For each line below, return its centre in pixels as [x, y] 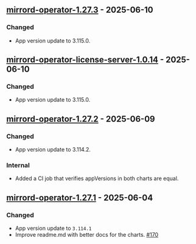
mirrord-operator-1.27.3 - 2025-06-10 [80, 10]
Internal [18, 165]
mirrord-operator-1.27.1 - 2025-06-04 [80, 197]
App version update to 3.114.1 [53, 228]
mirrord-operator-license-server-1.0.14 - [85, 60]
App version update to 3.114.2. [53, 150]
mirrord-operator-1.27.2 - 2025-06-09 [81, 119]
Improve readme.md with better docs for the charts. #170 [87, 235]
